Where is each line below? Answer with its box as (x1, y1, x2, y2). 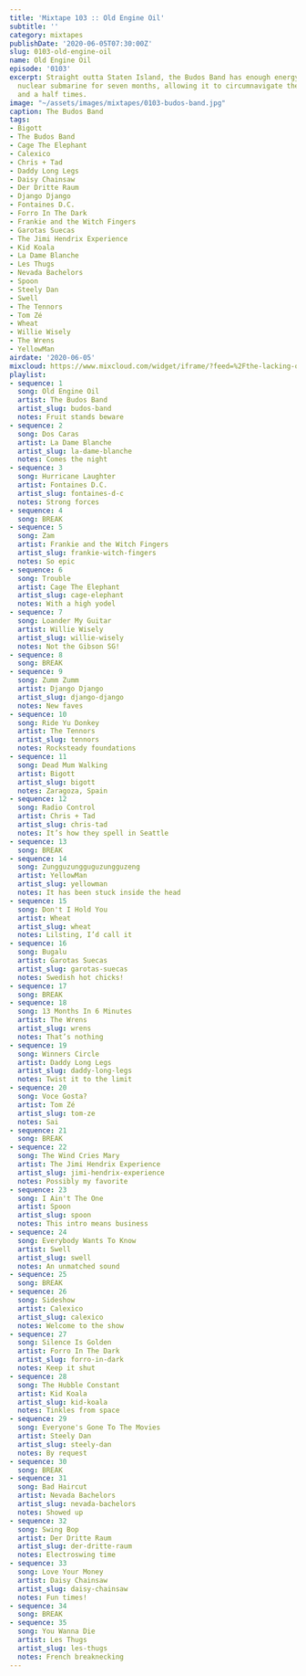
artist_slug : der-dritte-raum (17, 1542, 132, 1551)
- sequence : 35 (9, 1618, 67, 1628)
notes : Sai (17, 1117, 59, 1126)
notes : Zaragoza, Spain (17, 786, 107, 796)
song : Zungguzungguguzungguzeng (17, 862, 141, 872)
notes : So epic (17, 556, 76, 566)
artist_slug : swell (17, 1253, 92, 1262)
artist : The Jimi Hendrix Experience (17, 1160, 161, 1169)
